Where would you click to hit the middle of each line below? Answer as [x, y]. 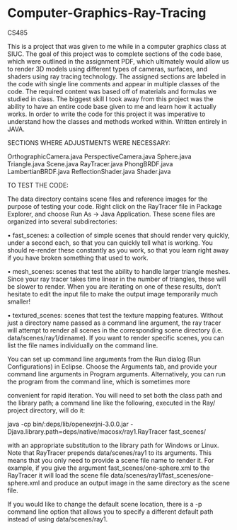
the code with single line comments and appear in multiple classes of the [114, 83]
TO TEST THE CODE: [38, 185]
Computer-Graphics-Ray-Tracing [107, 13]
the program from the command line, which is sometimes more [99, 381]
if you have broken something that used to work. [78, 258]
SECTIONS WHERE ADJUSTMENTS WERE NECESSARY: [89, 142]
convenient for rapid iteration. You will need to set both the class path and [115, 395]
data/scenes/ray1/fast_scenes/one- [162, 475]
